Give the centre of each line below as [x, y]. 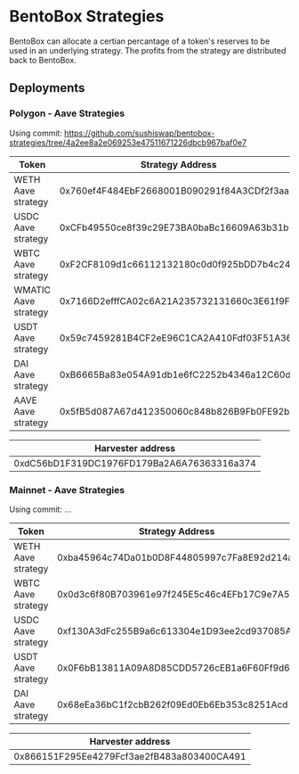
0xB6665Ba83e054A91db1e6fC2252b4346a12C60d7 [178, 375]
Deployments [47, 88]
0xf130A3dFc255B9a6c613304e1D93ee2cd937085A [174, 630]
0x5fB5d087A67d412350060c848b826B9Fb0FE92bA [178, 411]
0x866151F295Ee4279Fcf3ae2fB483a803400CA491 [130, 756]
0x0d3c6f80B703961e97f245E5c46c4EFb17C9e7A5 [173, 594]
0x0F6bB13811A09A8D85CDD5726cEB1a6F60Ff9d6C [176, 668]
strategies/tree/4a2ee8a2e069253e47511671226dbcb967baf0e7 [128, 142]
